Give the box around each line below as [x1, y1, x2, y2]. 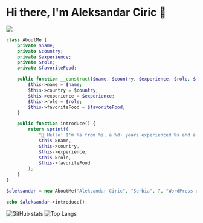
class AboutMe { [6, 36, 47, 43]
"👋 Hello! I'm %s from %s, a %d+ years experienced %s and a [38, 132, 196, 138]
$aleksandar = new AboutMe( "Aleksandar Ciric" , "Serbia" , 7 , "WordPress [6, 188, 193, 194]
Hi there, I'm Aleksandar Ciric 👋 [6, 5, 167, 19]
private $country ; [17, 48, 63, 54]
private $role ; [17, 59, 56, 65]
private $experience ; [17, 54, 71, 60]
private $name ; [17, 42, 56, 48]
